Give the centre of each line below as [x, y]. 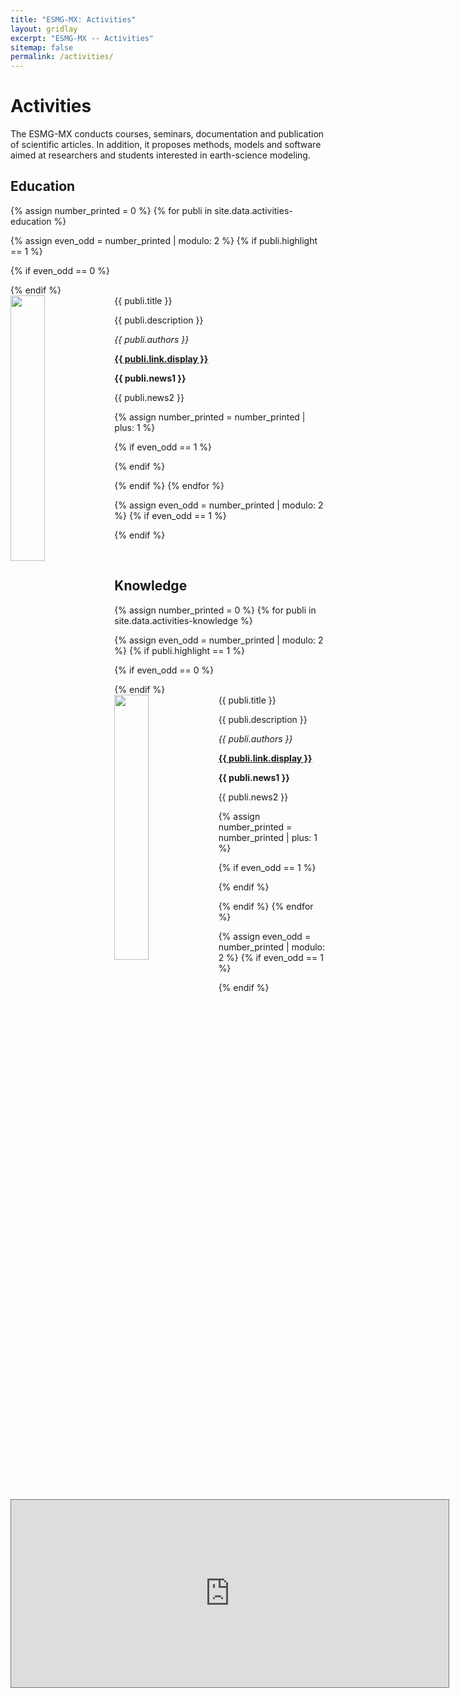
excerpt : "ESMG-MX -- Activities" [82, 38]
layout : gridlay [44, 29]
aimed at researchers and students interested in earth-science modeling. [160, 155]
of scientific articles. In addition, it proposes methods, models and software [166, 145]
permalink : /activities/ [62, 57]
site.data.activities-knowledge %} [183, 620]
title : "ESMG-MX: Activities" [73, 19]
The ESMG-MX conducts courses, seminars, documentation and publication [167, 134]
